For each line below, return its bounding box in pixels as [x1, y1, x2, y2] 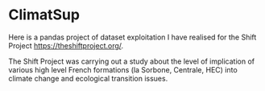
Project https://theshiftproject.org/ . [8, 40, 124, 50]
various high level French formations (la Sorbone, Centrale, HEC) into [8, 64, 238, 74]
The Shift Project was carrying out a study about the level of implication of [8, 56, 255, 66]
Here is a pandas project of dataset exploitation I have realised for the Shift [8, 32, 257, 42]
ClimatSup [8, 6, 81, 24]
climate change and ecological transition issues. [8, 73, 168, 83]
